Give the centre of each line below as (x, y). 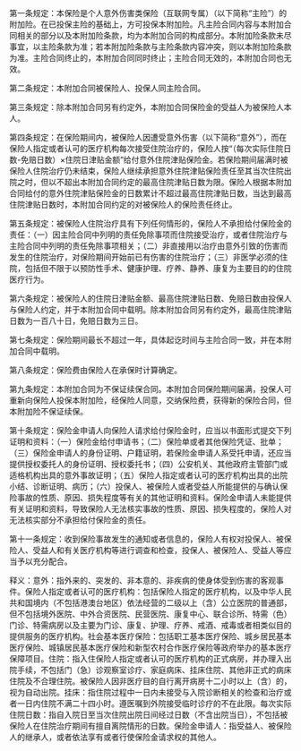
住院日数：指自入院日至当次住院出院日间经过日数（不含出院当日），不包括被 (149, 715)
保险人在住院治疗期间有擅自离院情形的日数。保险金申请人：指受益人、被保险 (150, 726)
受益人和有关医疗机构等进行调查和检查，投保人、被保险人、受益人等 (158, 550)
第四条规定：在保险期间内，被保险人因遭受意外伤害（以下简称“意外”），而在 (148, 137)
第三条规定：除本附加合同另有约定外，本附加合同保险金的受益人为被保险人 (146, 107)
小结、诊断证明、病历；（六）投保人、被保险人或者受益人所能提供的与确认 (145, 486)
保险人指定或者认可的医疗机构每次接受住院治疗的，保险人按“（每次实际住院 (146, 149)
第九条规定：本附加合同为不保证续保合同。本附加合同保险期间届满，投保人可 (150, 389)
